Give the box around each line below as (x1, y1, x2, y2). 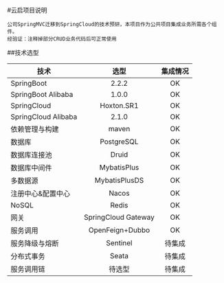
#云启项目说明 (7, 6, 47, 14)
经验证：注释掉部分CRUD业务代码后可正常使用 (7, 36, 117, 43)
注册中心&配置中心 (10, 189, 71, 198)
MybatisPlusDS (94, 176, 144, 185)
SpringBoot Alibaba (10, 90, 74, 99)
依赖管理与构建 (10, 124, 60, 134)
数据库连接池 (10, 150, 53, 159)
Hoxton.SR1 (99, 101, 139, 110)
